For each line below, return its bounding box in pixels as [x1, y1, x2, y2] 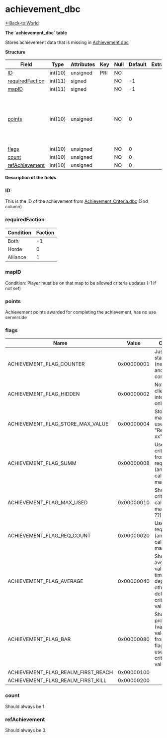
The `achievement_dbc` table [5, 29, 67, 35]
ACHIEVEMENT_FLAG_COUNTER [7, 361, 85, 368]
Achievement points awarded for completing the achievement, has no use [5, 309, 157, 315]
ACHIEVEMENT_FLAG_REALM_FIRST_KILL [7, 677, 107, 684]
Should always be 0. [5, 728, 47, 734]
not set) [5, 285, 21, 291]
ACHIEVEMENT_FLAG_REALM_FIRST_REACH [7, 669, 113, 676]
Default [128, 61, 147, 68]
